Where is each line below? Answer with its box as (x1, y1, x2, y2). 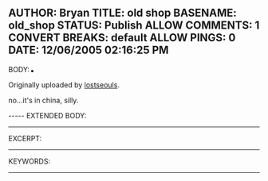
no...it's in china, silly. (8, 95, 79, 105)
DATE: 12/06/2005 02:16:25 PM (8, 44, 169, 57)
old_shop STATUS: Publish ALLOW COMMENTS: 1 (8, 19, 260, 33)
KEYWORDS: (8, 156, 50, 166)
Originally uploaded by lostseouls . (8, 79, 120, 90)
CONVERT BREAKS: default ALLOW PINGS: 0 (8, 31, 236, 44)
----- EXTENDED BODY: (8, 110, 87, 120)
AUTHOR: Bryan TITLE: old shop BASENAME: (8, 6, 237, 20)
